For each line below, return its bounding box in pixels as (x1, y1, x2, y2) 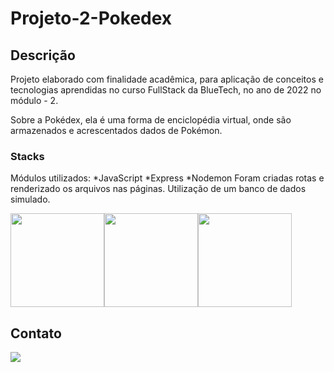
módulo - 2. (10, 95, 59, 106)
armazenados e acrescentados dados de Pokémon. (10, 125, 223, 136)
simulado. (10, 193, 51, 206)
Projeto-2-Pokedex (10, 7, 173, 30)
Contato (10, 325, 62, 342)
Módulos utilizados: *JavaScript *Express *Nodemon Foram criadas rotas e (10, 172, 325, 184)
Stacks (10, 149, 45, 163)
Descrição (10, 47, 76, 64)
